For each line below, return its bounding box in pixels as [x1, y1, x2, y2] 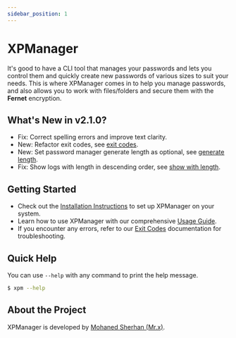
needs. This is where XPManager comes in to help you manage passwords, [7, 79, 226, 87]
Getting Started [7, 183, 77, 195]
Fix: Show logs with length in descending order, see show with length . [17, 163, 221, 171]
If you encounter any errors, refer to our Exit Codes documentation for [17, 225, 222, 233]
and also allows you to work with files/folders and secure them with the [7, 86, 214, 95]
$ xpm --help [7, 284, 46, 292]
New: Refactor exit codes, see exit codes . [17, 140, 139, 149]
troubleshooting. [17, 232, 66, 240]
